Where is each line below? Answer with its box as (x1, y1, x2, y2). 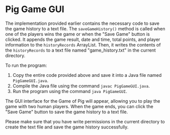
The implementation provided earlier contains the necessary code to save (5, 20, 160, 26)
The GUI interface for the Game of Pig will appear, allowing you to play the (5, 98, 160, 104)
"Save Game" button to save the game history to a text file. (5, 109, 128, 115)
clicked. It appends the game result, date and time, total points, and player (5, 36, 160, 42)
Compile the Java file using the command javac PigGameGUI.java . (12, 82, 150, 89)
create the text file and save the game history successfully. (5, 124, 129, 130)
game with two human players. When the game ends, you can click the (5, 103, 154, 109)
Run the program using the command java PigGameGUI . (12, 88, 127, 94)
